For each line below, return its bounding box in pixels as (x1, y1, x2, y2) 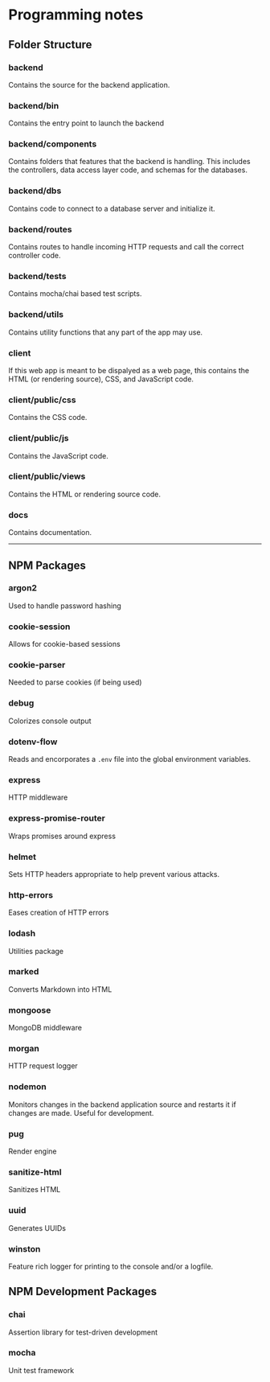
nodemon (8, 1081, 47, 1092)
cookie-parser (8, 660, 66, 671)
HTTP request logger (8, 1061, 78, 1071)
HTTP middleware (8, 792, 68, 802)
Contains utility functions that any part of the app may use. (8, 327, 203, 337)
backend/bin (8, 100, 59, 111)
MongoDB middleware (8, 1023, 83, 1033)
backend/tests (8, 270, 67, 282)
